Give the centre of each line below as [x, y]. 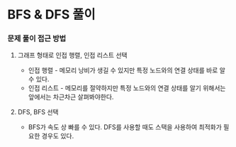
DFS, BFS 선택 [38, 112]
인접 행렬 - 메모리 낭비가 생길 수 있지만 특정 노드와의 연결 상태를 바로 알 [127, 70]
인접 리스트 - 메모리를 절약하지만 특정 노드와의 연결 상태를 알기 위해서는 [127, 88]
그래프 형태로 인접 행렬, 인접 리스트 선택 [72, 55]
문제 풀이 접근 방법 [37, 38]
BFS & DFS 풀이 [51, 15]
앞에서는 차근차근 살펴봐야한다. [71, 97]
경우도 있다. [58, 136]
